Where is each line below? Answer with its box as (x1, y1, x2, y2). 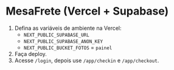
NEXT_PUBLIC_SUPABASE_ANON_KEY (23, 38, 103, 44)
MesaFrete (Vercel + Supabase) (5, 4, 169, 18)
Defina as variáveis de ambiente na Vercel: (14, 24, 122, 32)
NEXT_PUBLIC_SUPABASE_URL (23, 32, 89, 38)
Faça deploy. (14, 50, 47, 57)
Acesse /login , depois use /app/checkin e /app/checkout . (14, 57, 159, 64)
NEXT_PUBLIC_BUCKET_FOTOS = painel (23, 44, 113, 51)
